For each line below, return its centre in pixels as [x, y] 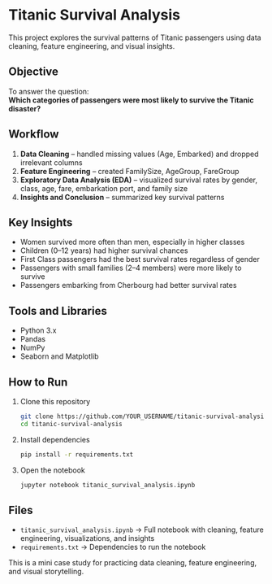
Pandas [33, 339]
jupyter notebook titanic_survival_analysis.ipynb [108, 485]
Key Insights [41, 222]
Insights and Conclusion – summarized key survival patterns [122, 197]
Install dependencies [55, 439]
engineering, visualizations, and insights [87, 538]
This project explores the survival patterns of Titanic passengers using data [135, 37]
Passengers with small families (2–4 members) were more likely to [131, 268]
